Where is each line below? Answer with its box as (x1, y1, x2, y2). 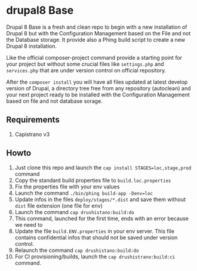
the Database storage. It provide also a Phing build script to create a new (6, 36, 186, 43)
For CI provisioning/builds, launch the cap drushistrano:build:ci (14, 252, 176, 260)
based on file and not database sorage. (6, 97, 103, 105)
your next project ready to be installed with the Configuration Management (6, 91, 190, 98)
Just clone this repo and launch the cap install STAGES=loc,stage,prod (14, 164, 192, 171)
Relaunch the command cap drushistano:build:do (14, 246, 139, 254)
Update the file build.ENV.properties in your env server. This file (14, 227, 175, 235)
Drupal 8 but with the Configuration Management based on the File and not (6, 29, 191, 36)
